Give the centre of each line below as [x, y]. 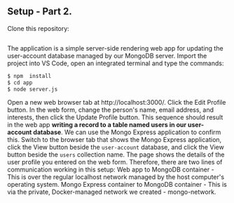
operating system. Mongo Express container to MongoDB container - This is [117, 185]
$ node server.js [33, 89]
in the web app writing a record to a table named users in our [97, 125]
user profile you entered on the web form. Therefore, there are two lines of [115, 162]
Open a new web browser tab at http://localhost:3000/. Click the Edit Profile [117, 103]
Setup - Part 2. [40, 12]
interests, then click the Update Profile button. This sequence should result [115, 117]
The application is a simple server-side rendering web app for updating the [115, 48]
